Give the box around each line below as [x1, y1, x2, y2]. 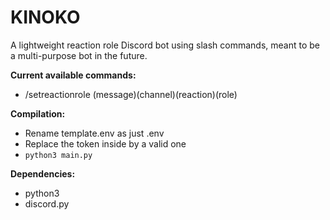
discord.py [24, 197, 70, 210]
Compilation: [10, 107, 66, 120]
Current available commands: [10, 69, 137, 81]
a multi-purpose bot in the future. [10, 49, 148, 61]
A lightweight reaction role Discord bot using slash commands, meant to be [10, 39, 320, 51]
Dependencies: [10, 167, 76, 180]
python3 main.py [24, 150, 93, 160]
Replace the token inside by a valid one [24, 137, 187, 150]
